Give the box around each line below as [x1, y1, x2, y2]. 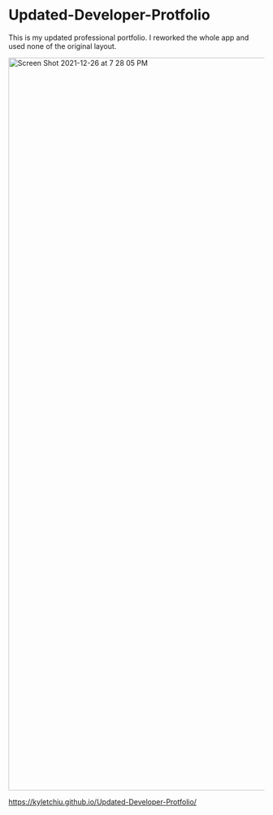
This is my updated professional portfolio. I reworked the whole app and [8, 33, 249, 42]
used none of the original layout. [8, 41, 117, 50]
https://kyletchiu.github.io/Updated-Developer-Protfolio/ [8, 796, 197, 807]
